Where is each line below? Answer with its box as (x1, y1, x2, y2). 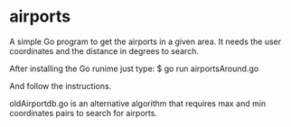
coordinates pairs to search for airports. (9, 107, 158, 118)
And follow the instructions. (9, 80, 112, 91)
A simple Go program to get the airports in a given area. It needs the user (9, 36, 282, 47)
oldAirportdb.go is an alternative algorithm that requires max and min (9, 97, 267, 109)
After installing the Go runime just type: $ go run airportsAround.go (9, 63, 259, 74)
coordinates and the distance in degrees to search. (9, 45, 199, 56)
